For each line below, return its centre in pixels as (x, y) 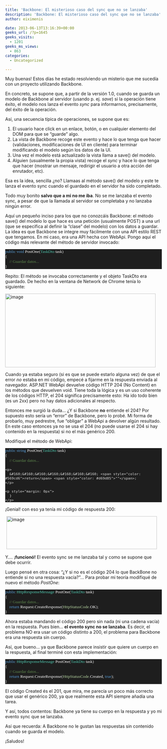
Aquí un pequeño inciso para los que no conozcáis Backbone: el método (79, 216)
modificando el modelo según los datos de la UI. (62, 150)
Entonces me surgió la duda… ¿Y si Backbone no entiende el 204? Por (77, 410)
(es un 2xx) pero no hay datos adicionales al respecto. (61, 401)
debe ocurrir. (18, 562)
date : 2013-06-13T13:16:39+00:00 (40, 28)
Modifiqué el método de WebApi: (39, 441)
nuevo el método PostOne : (32, 582)
